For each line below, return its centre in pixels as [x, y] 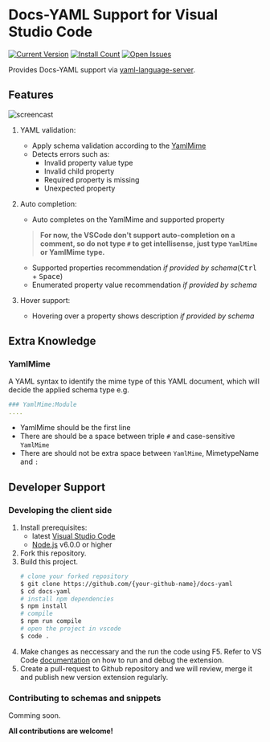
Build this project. [49, 561]
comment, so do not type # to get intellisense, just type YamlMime [149, 244]
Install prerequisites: [53, 527]
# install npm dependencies [67, 599]
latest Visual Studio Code [74, 535]
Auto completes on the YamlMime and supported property [128, 219]
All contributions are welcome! [61, 731]
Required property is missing [92, 179]
